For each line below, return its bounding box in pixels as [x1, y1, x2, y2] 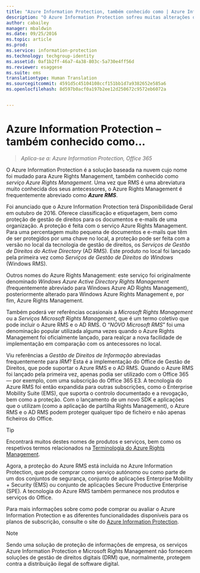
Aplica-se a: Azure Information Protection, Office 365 [20, 154, 152, 161]
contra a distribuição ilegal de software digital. [6, 560, 120, 567]
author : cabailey [6, 20, 49, 26]
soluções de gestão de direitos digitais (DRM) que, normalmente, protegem [6, 553, 191, 560]
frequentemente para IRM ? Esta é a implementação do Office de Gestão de [6, 358, 190, 365]
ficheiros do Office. [6, 415, 54, 422]
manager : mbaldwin [6, 25, 52, 32]
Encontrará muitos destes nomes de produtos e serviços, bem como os [6, 438, 182, 445]
